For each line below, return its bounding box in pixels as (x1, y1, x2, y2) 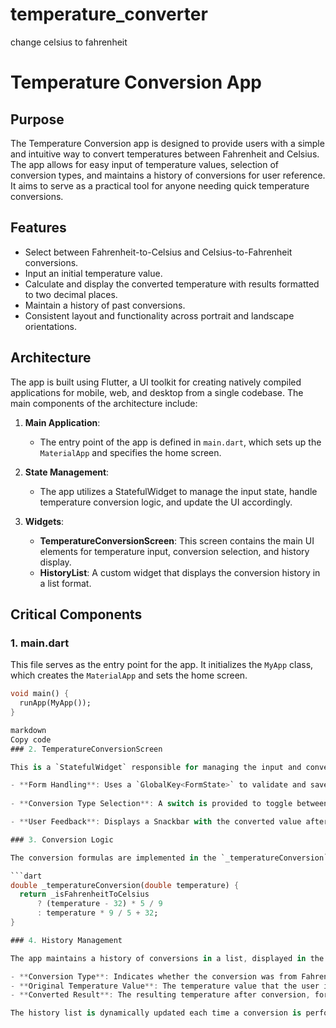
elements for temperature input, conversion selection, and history (39, 545, 310, 557)
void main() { (10, 689, 70, 699)
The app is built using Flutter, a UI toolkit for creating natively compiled (10, 376, 302, 388)
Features (10, 219, 67, 237)
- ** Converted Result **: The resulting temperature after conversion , (10, 990, 311, 1000)
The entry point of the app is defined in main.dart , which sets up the (39, 436, 322, 448)
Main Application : (24, 416, 101, 428)
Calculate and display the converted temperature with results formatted (24, 278, 320, 290)
